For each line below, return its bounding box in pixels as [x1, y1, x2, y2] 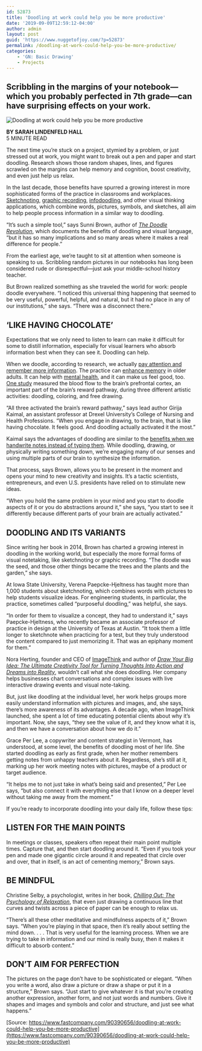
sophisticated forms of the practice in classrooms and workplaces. [6, 190, 172, 198]
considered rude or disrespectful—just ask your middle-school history [6, 265, 181, 272]
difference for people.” [6, 240, 63, 248]
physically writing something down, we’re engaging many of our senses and [6, 448, 195, 455]
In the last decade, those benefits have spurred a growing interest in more [6, 184, 190, 191]
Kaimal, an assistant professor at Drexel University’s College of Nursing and [6, 411, 194, 418]
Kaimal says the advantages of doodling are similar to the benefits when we [6, 436, 194, 443]
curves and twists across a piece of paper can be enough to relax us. [6, 904, 178, 911]
